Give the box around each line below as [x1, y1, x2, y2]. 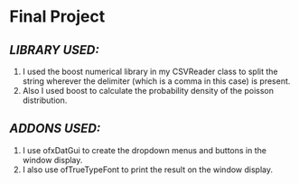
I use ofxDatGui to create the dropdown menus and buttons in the [22, 144, 266, 155]
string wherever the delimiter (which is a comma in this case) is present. [22, 76, 291, 87]
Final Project [9, 6, 106, 27]
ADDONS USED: [9, 121, 101, 136]
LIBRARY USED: [9, 42, 99, 58]
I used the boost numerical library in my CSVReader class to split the [22, 66, 278, 77]
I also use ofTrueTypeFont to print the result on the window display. [22, 164, 274, 175]
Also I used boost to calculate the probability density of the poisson [22, 86, 274, 96]
